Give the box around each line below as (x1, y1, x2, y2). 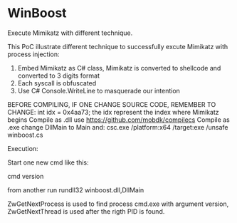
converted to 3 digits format (17, 71, 100, 80)
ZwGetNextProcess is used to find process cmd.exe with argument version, (7, 199, 229, 208)
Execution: (7, 144, 38, 152)
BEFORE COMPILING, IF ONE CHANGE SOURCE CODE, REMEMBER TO (7, 100, 216, 108)
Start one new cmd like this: (7, 158, 89, 167)
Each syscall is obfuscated (17, 78, 97, 87)
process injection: (7, 50, 60, 58)
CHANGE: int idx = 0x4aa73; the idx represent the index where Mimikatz (7, 108, 219, 116)
